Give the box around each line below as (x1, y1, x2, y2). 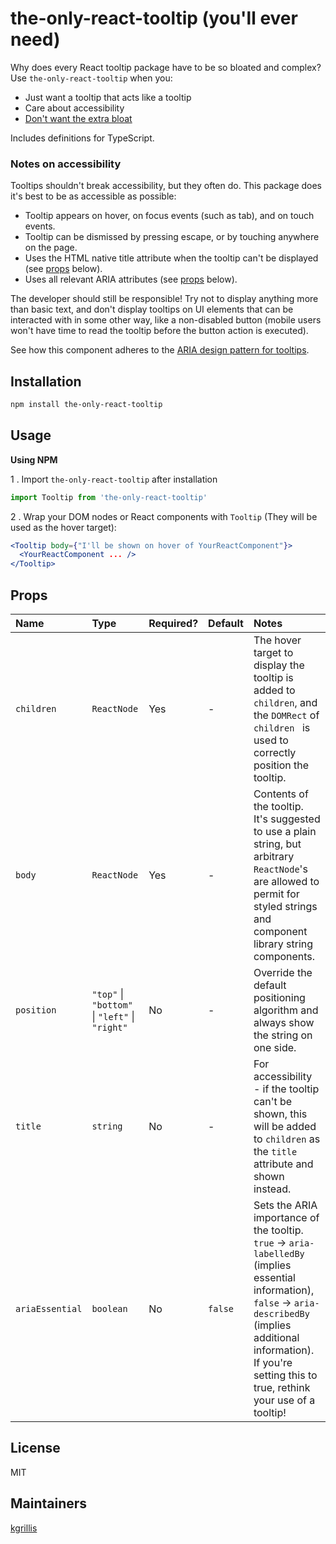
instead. (253, 1182, 292, 1196)
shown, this (253, 1107, 308, 1121)
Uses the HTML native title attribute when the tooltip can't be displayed (24, 252, 319, 264)
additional (253, 1331, 300, 1345)
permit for (253, 887, 300, 901)
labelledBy (253, 1248, 305, 1260)
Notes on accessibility (10, 157, 122, 171)
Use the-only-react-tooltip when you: (10, 72, 173, 84)
